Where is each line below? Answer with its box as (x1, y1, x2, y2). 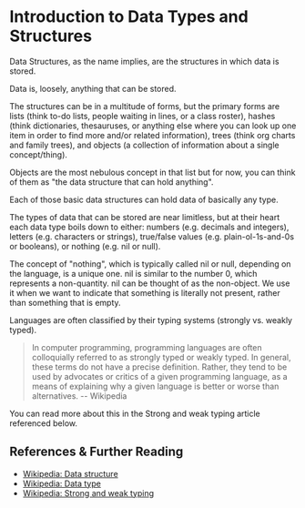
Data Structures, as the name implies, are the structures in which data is (9, 56, 280, 66)
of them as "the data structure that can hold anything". (9, 176, 214, 188)
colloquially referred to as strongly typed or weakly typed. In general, (31, 351, 291, 362)
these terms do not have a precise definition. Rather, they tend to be (31, 361, 288, 372)
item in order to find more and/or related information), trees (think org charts (9, 129, 296, 140)
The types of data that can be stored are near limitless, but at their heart (9, 211, 280, 222)
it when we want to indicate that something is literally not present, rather (9, 287, 280, 298)
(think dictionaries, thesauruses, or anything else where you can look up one (9, 120, 297, 131)
